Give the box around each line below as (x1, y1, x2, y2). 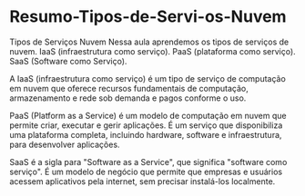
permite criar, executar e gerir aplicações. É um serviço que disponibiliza (9, 120, 283, 131)
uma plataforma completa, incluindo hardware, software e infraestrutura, (9, 129, 282, 140)
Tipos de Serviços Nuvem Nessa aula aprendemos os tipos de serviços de (9, 36, 290, 47)
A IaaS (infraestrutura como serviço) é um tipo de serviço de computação (9, 73, 287, 83)
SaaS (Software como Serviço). (9, 55, 127, 66)
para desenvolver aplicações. (9, 139, 120, 150)
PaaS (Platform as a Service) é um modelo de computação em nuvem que (9, 110, 287, 121)
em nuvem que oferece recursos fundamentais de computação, (9, 83, 249, 93)
